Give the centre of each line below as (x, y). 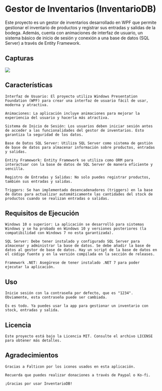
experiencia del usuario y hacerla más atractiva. (57, 118)
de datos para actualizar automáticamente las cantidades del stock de (79, 194)
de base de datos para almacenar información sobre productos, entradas (80, 147)
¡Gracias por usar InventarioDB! (39, 383)
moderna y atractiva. (27, 105)
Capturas (19, 59)
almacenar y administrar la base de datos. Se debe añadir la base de (78, 246)
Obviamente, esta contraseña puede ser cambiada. (56, 298)
